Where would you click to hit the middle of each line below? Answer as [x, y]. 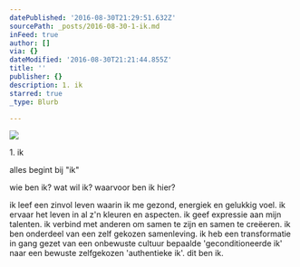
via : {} [24, 52]
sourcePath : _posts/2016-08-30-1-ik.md [85, 26]
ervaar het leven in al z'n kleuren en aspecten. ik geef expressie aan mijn [145, 215]
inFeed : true [34, 34]
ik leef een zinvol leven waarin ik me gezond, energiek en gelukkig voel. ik [148, 205]
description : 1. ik [46, 85]
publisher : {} [36, 77]
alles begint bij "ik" [44, 170]
